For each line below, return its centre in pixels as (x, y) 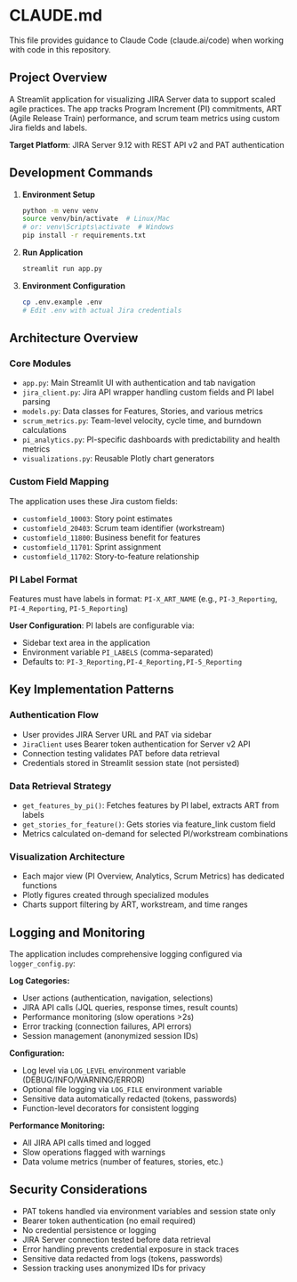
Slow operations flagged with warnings (94, 1152)
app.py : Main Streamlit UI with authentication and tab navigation (139, 383)
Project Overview (58, 78)
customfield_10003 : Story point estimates (97, 519)
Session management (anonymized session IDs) (110, 1036)
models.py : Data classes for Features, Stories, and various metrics (143, 412)
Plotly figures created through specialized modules (115, 895)
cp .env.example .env (62, 302)
